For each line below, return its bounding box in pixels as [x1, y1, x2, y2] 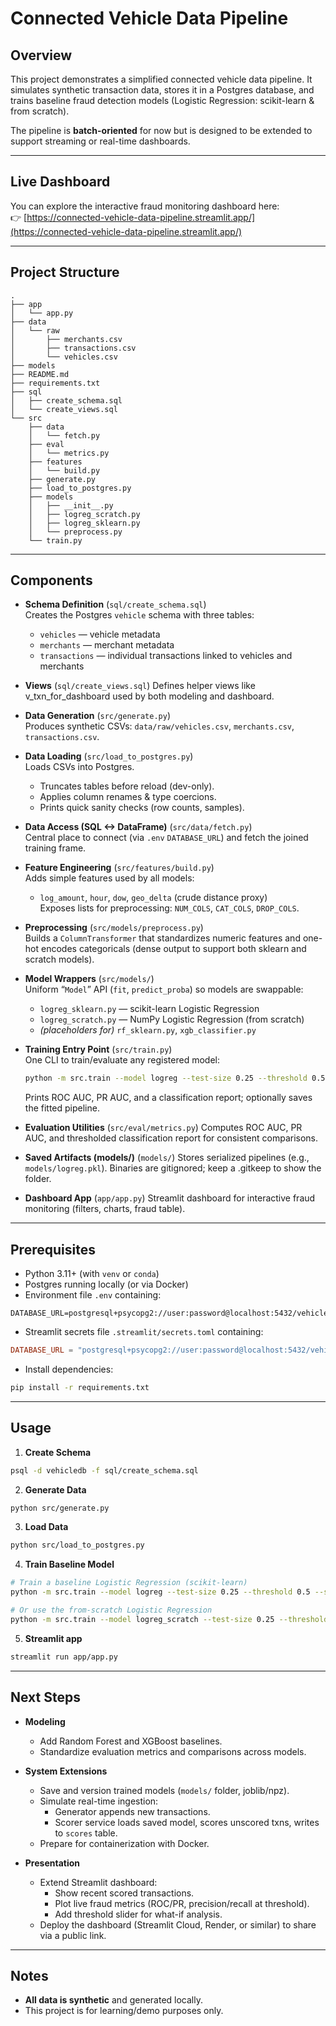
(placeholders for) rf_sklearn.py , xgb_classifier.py [39, 1024, 257, 1036]
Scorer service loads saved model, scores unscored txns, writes [54, 1816, 320, 1828]
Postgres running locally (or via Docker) [24, 1278, 189, 1291]
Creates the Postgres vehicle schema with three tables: [24, 609, 255, 621]
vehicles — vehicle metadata [39, 628, 161, 641]
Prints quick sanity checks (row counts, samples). [39, 802, 245, 814]
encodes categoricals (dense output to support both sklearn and [40, 943, 307, 955]
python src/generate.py [10, 1503, 110, 1513]
